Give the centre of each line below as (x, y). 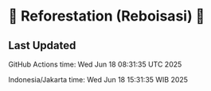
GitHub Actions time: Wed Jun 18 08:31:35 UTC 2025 (95, 64)
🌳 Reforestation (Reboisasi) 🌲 (107, 16)
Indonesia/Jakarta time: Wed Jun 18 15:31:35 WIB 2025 (98, 80)
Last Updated (42, 45)
